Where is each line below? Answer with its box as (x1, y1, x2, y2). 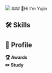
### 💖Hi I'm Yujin (11, 6, 47, 12)
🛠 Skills (5, 21, 31, 29)
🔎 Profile (5, 41, 32, 49)
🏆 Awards (5, 54, 27, 60)
